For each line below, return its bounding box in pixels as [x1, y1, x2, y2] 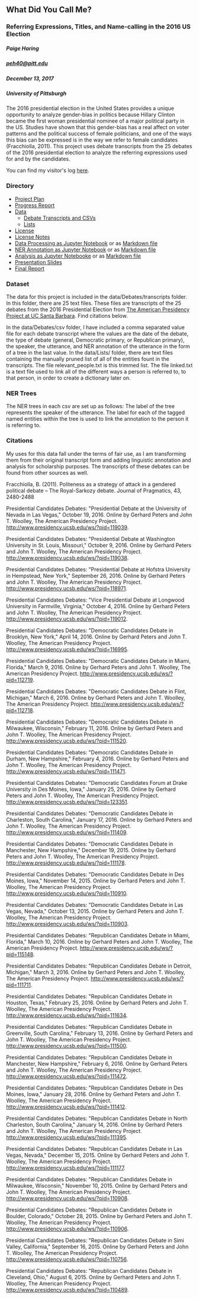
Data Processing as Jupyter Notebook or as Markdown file [14, 239, 158, 246]
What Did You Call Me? [6, 5, 92, 15]
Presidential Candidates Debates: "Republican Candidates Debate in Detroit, [6, 962, 192, 969]
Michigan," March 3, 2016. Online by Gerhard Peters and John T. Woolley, [6, 968, 185, 975]
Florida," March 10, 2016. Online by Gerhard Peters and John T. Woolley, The [6, 938, 193, 945]
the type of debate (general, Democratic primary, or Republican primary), [6, 336, 185, 343]
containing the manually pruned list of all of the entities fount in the [6, 355, 170, 362]
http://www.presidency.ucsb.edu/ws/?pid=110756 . [6, 1256, 129, 1263]
